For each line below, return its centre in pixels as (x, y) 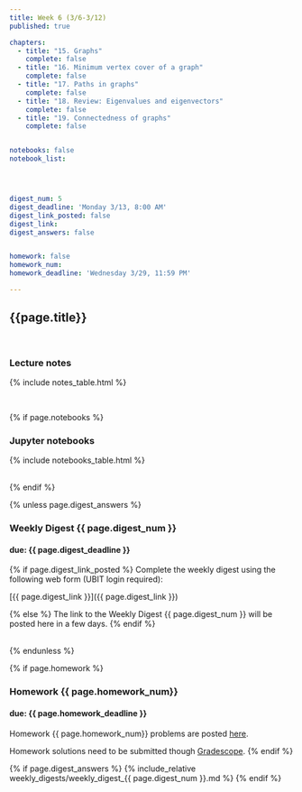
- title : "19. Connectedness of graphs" (94, 118)
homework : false (40, 257)
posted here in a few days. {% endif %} (82, 624)
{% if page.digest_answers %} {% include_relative (103, 769)
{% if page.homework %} (56, 668)
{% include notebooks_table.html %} (78, 460)
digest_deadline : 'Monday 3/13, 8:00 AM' (88, 207)
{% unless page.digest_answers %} (76, 505)
